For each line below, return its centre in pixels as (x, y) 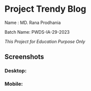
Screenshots (24, 57)
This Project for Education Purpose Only (45, 41)
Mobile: (14, 84)
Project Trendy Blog (45, 9)
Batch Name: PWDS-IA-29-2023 (37, 32)
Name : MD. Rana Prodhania (33, 23)
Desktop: (16, 71)
